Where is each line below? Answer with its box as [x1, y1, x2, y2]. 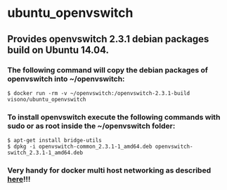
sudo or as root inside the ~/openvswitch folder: [7, 121, 176, 131]
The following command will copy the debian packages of [7, 65, 209, 75]
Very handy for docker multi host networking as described [7, 165, 212, 175]
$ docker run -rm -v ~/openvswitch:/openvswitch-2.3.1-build [7, 89, 190, 96]
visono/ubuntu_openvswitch [7, 96, 86, 103]
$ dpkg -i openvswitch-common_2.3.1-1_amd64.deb [7, 143, 153, 151]
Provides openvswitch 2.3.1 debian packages [7, 33, 209, 45]
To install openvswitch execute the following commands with [7, 112, 221, 122]
